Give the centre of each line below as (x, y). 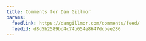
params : (16, 17)
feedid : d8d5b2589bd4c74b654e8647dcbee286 (66, 29)
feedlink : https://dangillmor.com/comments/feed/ (76, 23)
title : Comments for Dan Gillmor (49, 12)
